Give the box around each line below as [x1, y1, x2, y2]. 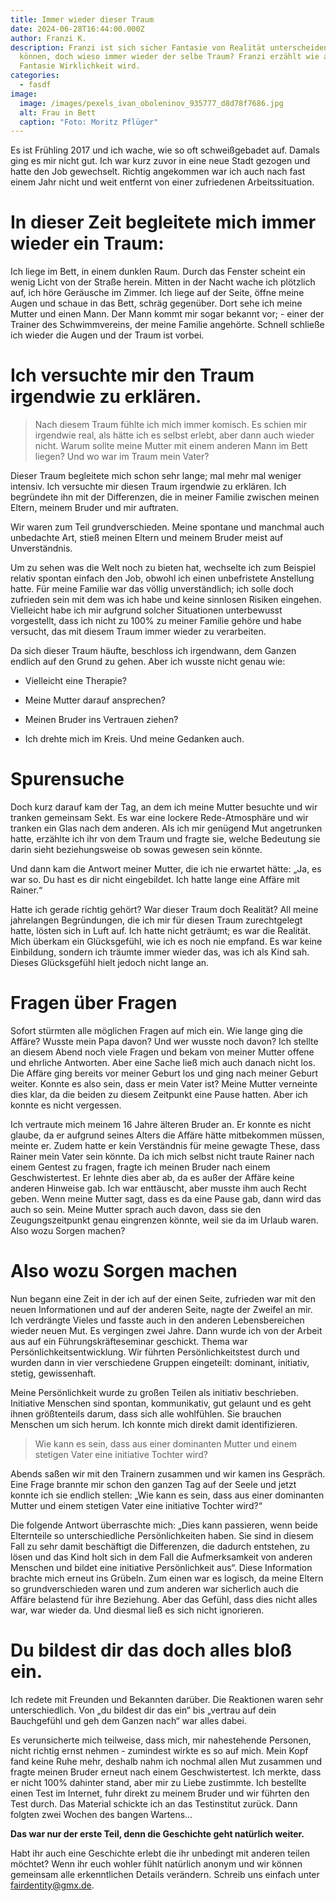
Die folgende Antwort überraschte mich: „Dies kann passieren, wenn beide [10, 1519, 318, 1531]
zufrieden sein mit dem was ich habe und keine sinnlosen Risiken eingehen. [10, 594, 322, 606]
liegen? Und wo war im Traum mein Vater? [34, 451, 210, 463]
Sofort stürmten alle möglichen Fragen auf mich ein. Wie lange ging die [10, 1025, 304, 1036]
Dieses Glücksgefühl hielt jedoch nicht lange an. [10, 957, 210, 969]
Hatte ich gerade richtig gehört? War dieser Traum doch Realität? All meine [10, 904, 319, 916]
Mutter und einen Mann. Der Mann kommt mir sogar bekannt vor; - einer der [10, 308, 325, 320]
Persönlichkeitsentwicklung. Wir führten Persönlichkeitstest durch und [10, 1346, 300, 1358]
